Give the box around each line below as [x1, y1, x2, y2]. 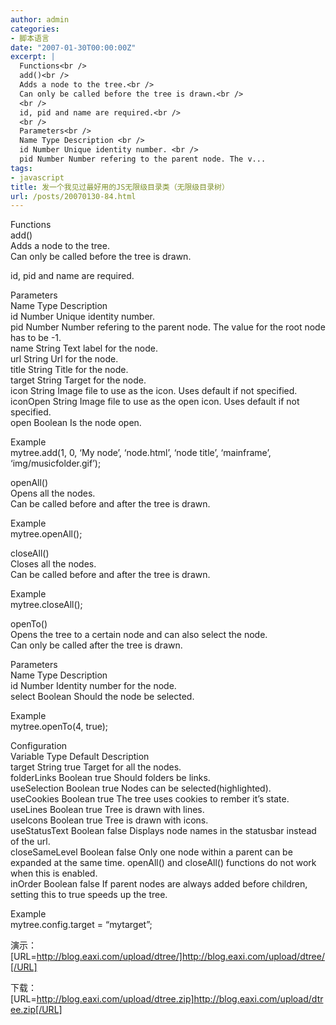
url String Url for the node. [10, 353, 119, 365]
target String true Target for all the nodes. [10, 761, 182, 773]
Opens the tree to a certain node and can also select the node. [10, 629, 268, 641]
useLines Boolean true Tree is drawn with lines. [10, 804, 205, 816]
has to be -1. [10, 332, 62, 344]
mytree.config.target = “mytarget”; [10, 919, 153, 931]
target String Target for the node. [10, 374, 147, 386]
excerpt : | [10, 52, 56, 62]
